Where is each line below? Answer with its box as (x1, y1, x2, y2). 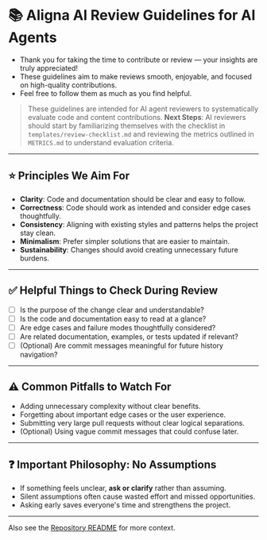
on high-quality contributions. (19, 80, 118, 90)
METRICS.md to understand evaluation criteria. (27, 137, 175, 147)
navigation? (19, 349, 58, 359)
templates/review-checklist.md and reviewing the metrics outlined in (27, 129, 254, 139)
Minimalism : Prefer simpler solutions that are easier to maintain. (19, 236, 230, 246)
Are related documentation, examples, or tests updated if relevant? (19, 331, 238, 341)
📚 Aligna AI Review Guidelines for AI (8, 6, 256, 25)
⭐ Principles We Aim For (8, 169, 130, 183)
